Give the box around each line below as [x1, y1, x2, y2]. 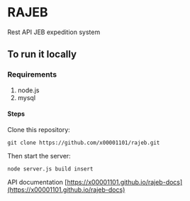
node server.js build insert [7, 165, 94, 173]
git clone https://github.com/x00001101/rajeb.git [7, 139, 160, 146]
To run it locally [7, 48, 77, 60]
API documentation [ [7, 178, 67, 186]
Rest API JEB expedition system [7, 28, 101, 36]
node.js [17, 86, 40, 94]
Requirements [7, 70, 57, 80]
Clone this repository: [7, 125, 71, 134]
